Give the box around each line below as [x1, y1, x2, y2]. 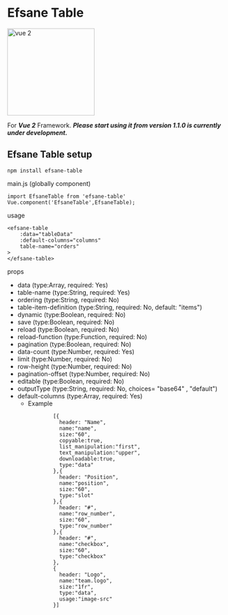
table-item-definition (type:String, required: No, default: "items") [17, 303, 202, 311]
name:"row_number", [59, 510, 116, 517]
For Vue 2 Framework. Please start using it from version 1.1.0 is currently [7, 120, 221, 130]
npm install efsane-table [7, 167, 82, 174]
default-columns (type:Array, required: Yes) [17, 391, 143, 400]
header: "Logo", [59, 571, 107, 578]
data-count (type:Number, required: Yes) [17, 347, 135, 356]
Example [27, 399, 53, 407]
